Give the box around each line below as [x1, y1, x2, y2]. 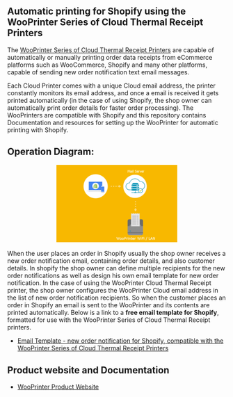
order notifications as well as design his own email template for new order [7, 271, 219, 280]
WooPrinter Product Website [17, 382, 99, 391]
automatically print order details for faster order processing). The [7, 104, 194, 112]
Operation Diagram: [7, 146, 95, 158]
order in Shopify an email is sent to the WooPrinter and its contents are [7, 301, 210, 309]
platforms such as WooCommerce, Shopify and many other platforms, [7, 60, 208, 69]
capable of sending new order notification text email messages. [7, 67, 190, 76]
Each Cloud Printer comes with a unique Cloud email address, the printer [7, 81, 216, 90]
